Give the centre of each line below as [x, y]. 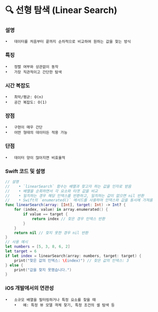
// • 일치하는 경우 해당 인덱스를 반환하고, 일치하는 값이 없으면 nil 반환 [75, 196]
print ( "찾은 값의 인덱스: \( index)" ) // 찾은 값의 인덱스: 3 [72, 260]
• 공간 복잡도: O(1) [26, 103]
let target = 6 [21, 251]
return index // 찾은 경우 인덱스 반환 [69, 219]
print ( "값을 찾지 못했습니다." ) [43, 270]
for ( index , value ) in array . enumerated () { [61, 210]
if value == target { [46, 214]
